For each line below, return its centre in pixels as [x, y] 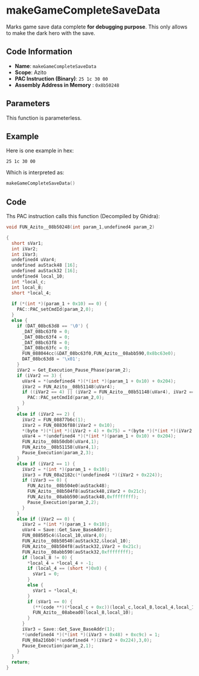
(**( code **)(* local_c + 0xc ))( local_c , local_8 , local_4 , [104, 607]
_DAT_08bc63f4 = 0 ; [46, 337]
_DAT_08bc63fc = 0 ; [46, 348]
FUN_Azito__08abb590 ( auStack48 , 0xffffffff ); [83, 497]
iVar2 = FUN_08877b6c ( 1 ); [54, 420]
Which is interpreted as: [35, 173]
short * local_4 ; [31, 293]
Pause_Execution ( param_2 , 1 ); [58, 646]
